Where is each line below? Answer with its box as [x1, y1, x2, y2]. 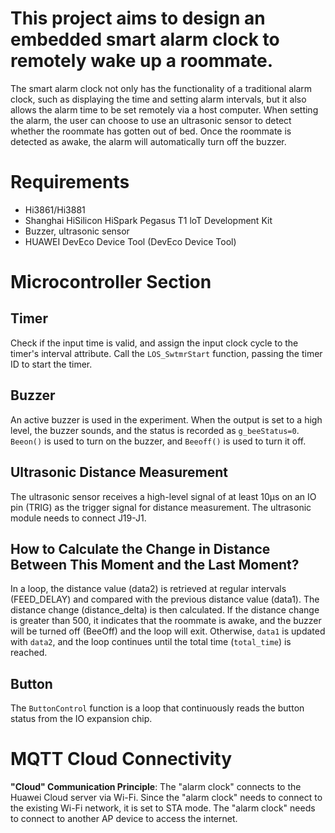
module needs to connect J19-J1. [10, 512, 147, 524]
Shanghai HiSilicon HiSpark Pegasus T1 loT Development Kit [24, 214, 273, 226]
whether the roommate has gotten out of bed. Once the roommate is [10, 125, 292, 137]
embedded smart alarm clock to [10, 28, 280, 51]
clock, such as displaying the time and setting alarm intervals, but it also [10, 93, 307, 105]
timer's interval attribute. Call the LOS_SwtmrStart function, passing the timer [10, 347, 323, 359]
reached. [10, 647, 48, 659]
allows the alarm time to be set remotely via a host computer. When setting [10, 103, 319, 116]
